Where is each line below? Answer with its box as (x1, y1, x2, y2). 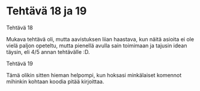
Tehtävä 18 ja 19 (6, 4, 87, 18)
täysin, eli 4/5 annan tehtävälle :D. (6, 48, 90, 55)
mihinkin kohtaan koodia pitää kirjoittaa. (6, 78, 105, 85)
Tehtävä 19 (6, 60, 33, 67)
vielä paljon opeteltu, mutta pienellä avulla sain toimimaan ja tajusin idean (6, 42, 187, 49)
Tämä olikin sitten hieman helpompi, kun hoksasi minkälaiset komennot (6, 71, 182, 78)
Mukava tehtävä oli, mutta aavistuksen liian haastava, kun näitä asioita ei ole (6, 35, 194, 43)
